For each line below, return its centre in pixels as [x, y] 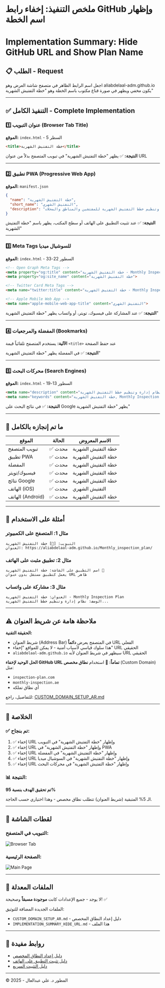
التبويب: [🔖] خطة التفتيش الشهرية [41, 544]
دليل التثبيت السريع [30, 966]
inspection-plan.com [34, 678]
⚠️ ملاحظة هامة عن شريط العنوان [51, 621]
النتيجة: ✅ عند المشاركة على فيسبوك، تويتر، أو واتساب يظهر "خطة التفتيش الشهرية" [82, 313]
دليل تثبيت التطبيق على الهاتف [40, 961]
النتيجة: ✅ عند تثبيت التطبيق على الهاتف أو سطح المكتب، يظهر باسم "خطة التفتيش [81, 223]
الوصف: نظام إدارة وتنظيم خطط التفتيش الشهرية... [57, 602]
